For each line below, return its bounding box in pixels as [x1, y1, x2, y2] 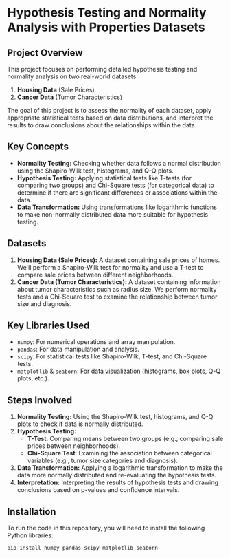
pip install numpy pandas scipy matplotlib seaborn [7, 545, 158, 552]
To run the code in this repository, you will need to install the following [7, 524, 205, 533]
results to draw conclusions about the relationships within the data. [7, 121, 197, 129]
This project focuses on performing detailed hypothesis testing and [7, 65, 198, 73]
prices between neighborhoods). [27, 442, 121, 450]
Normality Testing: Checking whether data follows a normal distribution [16, 159, 222, 167]
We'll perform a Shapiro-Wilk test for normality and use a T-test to [16, 263, 204, 271]
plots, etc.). [16, 374, 49, 383]
